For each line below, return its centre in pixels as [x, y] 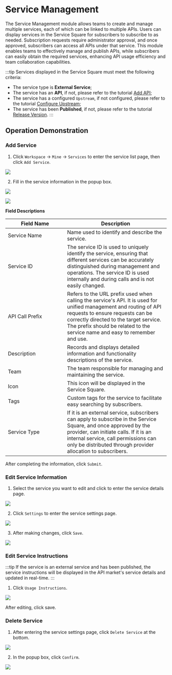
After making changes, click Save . [48, 533]
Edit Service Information [36, 477]
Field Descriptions [25, 211]
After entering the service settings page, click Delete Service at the [84, 632]
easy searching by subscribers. [105, 404]
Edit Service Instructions [37, 556]
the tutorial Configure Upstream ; [47, 103]
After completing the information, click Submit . [54, 464]
